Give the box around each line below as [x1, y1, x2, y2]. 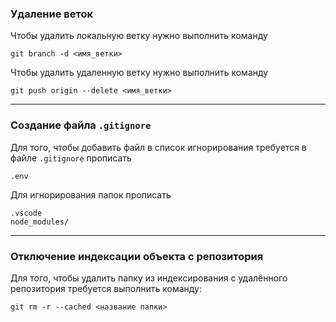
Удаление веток [10, 7, 93, 21]
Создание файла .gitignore [10, 118, 152, 132]
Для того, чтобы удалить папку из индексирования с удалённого [10, 272, 288, 284]
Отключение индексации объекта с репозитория [10, 249, 264, 263]
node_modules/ [10, 217, 70, 227]
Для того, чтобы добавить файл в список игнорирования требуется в [10, 141, 307, 153]
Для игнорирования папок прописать [10, 188, 172, 201]
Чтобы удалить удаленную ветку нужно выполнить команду [10, 67, 269, 79]
